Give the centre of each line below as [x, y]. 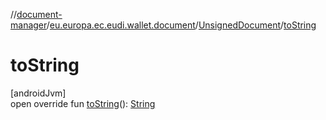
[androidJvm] [38, 93]
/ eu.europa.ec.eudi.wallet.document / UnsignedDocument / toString [181, 25]
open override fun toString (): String [83, 103]
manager [28, 25]
